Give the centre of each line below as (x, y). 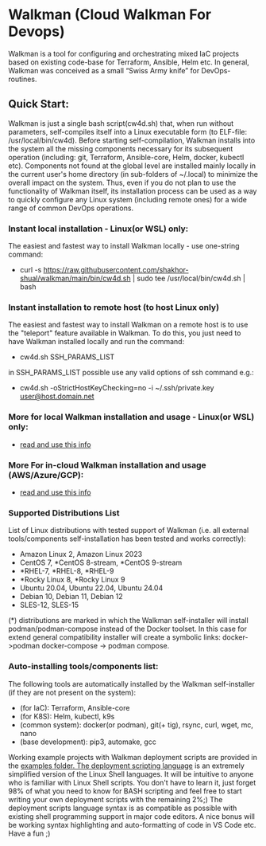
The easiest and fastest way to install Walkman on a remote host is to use (128, 325)
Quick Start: (39, 104)
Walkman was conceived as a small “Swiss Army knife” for (104, 70)
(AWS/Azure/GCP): (46, 475)
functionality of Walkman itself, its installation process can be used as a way (133, 191)
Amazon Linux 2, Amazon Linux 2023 (81, 554)
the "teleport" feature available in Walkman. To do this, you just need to (125, 333)
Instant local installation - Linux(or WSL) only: (98, 229)
